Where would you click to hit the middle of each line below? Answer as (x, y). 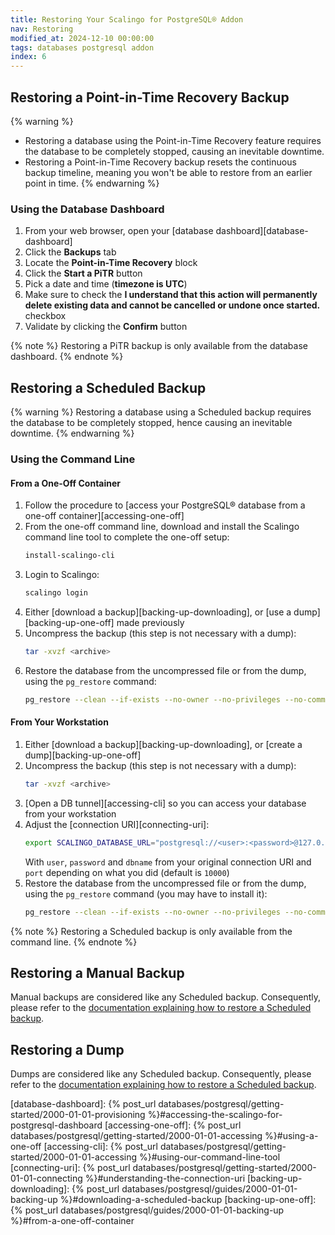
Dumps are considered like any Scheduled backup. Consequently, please (161, 1074)
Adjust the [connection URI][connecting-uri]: (117, 824)
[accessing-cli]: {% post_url (100, 1147)
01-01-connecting (46, 1178)
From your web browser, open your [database (119, 231)
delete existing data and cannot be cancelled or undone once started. (172, 305)
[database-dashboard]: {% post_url (83, 1104)
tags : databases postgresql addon (82, 47)
